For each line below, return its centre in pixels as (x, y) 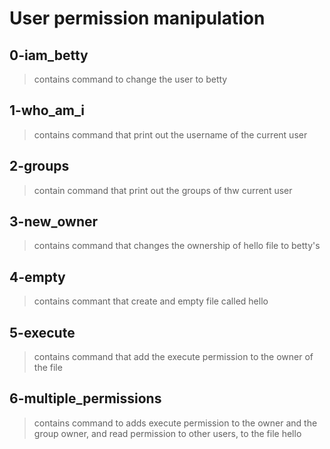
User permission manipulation (137, 18)
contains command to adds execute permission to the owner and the (175, 423)
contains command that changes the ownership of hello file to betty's (177, 246)
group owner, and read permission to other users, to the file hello (167, 433)
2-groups (39, 166)
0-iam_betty (49, 55)
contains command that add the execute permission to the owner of (173, 357)
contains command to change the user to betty (130, 79)
